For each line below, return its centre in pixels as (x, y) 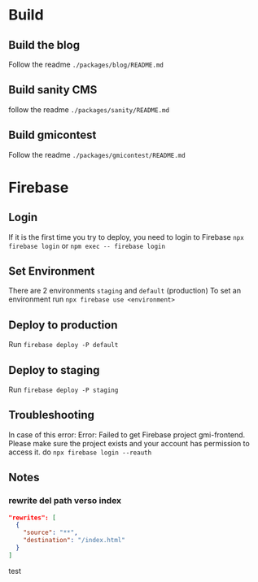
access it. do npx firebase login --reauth (80, 452)
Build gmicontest (52, 135)
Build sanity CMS (53, 90)
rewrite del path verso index (65, 501)
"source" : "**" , (51, 533)
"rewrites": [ (33, 518)
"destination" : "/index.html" (74, 541)
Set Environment (52, 271)
